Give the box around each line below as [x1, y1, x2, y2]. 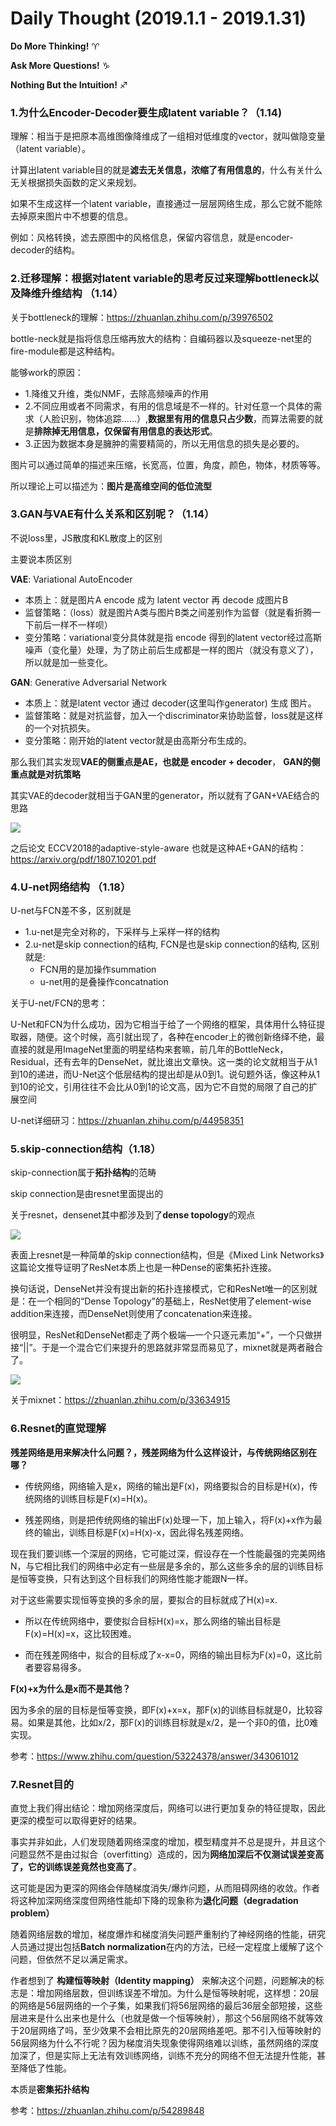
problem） [10, 1907, 55, 1919]
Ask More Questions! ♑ [10, 59, 111, 71]
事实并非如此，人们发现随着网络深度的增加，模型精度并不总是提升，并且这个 [10, 1836, 326, 1848]
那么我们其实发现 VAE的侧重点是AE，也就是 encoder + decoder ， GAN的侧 [10, 755, 321, 767]
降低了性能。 [18, 2062, 72, 2074]
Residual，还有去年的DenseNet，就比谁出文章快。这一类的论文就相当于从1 [10, 1056, 318, 1068]
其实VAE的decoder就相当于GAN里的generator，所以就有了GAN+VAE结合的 [10, 789, 320, 801]
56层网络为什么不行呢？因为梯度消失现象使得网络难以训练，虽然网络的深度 [10, 2037, 319, 2049]
